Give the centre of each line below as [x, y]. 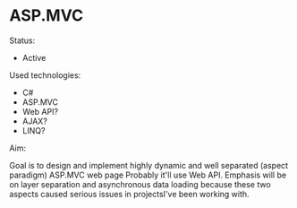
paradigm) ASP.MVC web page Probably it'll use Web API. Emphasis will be [148, 175]
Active [34, 57]
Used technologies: [45, 75]
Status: [22, 40]
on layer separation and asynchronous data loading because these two [140, 184]
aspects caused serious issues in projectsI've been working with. [129, 194]
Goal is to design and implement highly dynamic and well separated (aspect [149, 165]
